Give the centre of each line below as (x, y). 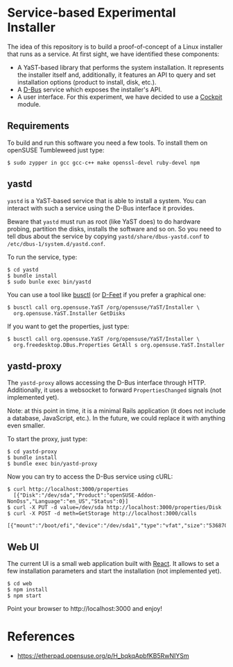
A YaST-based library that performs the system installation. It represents (120, 67)
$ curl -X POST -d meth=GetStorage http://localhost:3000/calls (102, 514)
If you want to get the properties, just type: (68, 326)
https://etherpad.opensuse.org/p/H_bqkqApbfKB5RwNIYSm (103, 656)
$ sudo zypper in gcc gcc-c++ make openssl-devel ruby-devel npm (103, 163)
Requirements (38, 126)
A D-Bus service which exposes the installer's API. (89, 89)
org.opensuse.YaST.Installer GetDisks (70, 313)
